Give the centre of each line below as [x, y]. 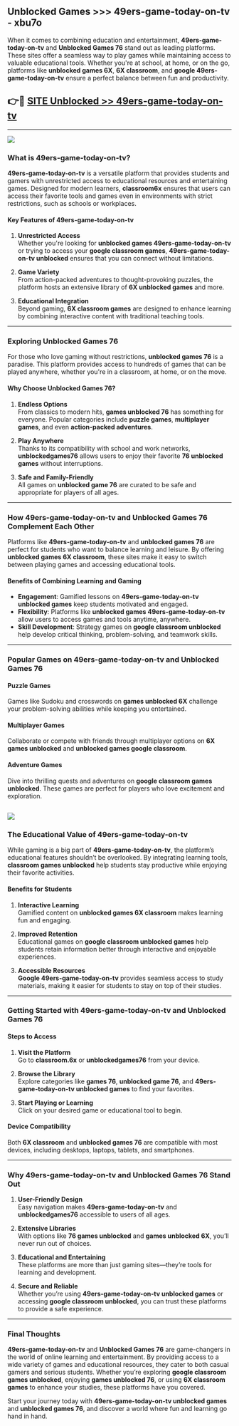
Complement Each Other [51, 526]
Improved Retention [48, 934]
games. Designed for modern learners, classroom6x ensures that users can [119, 188]
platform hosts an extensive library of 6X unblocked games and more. [121, 287]
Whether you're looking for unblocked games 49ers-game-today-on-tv [124, 243]
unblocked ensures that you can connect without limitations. [125, 259]
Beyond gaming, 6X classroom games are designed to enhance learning [124, 308]
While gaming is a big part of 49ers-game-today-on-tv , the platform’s [111, 850]
